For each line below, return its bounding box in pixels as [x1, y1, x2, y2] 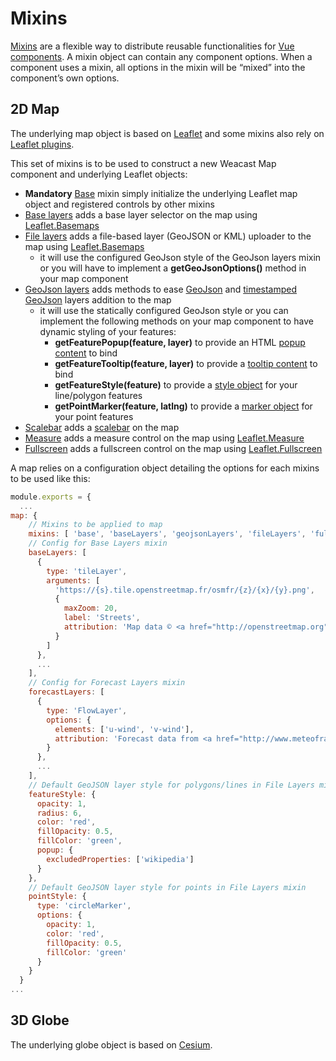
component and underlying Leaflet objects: [10, 168, 188, 180]
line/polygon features [54, 389, 143, 401]
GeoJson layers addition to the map [24, 293, 172, 306]
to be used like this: [10, 472, 91, 484]
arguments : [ [46, 575, 101, 586]
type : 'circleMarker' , [36, 901, 132, 911]
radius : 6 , [36, 808, 83, 818]
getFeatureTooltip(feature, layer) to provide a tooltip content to [54, 357, 318, 369]
